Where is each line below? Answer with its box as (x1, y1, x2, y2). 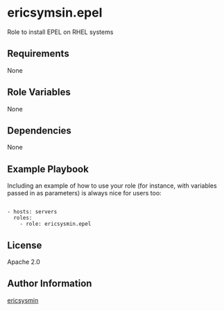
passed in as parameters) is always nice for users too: (7, 189, 162, 197)
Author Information (7, 278, 92, 290)
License (7, 239, 42, 251)
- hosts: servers (7, 208, 58, 215)
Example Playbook (7, 163, 89, 175)
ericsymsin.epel (7, 5, 103, 21)
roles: (13, 215, 33, 222)
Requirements (7, 48, 69, 60)
